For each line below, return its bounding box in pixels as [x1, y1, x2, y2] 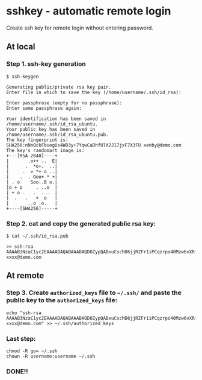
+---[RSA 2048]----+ [6, 153, 58, 159]
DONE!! [6, 367, 28, 375]
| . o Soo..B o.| [6, 179, 58, 185]
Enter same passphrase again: [6, 105, 82, 111]
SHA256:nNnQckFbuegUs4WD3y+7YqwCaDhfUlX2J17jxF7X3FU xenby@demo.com [6, 142, 182, 148]
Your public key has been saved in [6, 126, 96, 132]
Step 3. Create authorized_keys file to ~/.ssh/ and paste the [6, 288, 182, 297]
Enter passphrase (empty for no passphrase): [6, 100, 122, 106]
